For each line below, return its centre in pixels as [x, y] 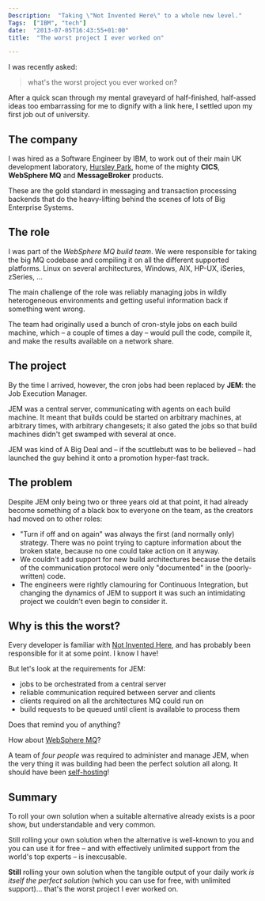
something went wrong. [47, 309]
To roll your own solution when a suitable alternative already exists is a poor [132, 816]
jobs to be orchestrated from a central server [93, 684]
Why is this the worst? [64, 626]
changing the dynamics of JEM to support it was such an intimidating [132, 593]
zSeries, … [26, 276]
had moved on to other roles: [55, 519]
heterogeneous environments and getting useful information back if [118, 300]
